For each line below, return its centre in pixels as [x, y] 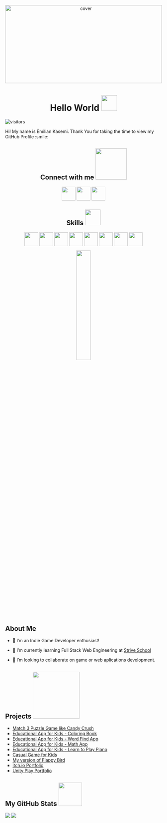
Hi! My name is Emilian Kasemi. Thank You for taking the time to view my [80, 131]
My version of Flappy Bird [39, 760]
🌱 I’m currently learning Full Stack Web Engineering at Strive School [82, 650]
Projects [18, 716]
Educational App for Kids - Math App [50, 744]
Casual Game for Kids [35, 755]
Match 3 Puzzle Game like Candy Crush [53, 728]
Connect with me [67, 178]
